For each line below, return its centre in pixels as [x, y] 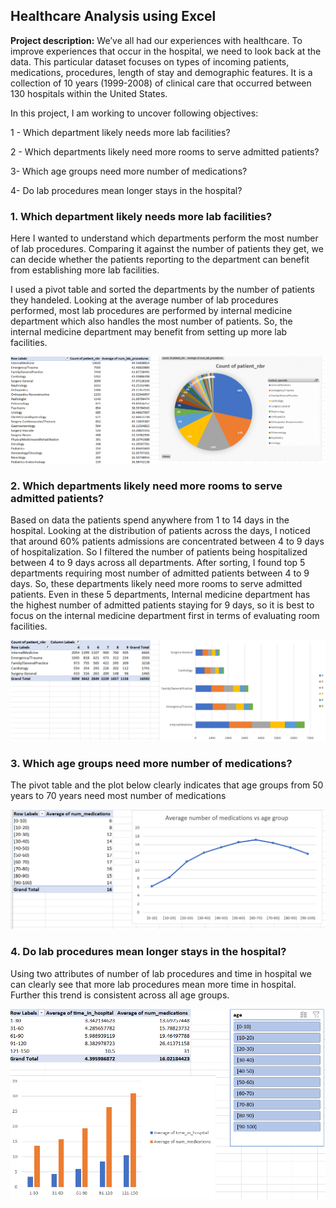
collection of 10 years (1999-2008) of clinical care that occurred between [161, 83]
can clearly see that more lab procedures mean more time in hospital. [153, 984]
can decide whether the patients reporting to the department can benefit [160, 260]
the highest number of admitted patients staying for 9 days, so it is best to [162, 605]
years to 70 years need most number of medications [118, 795]
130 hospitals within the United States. [89, 93]
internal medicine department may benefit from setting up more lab [149, 332]
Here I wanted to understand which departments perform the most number [164, 238]
